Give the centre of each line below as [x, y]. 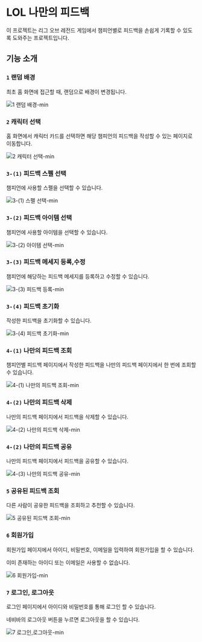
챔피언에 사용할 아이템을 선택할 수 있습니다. [57, 232]
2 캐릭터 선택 [24, 121]
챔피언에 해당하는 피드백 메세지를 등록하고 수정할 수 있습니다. [78, 276]
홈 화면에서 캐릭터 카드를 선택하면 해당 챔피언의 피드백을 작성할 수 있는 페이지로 [99, 136]
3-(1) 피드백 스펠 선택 [36, 173]
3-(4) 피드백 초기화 [33, 306]
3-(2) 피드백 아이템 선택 [39, 218]
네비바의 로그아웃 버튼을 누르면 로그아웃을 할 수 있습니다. [73, 619]
